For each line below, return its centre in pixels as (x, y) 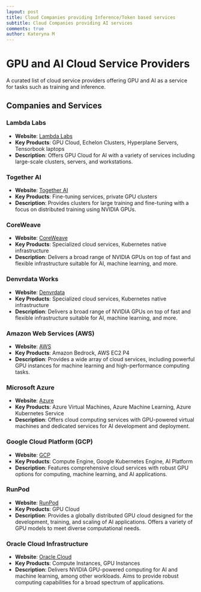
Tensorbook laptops (40, 148)
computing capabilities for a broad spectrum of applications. (90, 582)
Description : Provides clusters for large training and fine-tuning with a (102, 203)
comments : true (25, 29)
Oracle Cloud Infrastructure (47, 543)
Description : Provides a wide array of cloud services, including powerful (105, 359)
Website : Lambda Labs (44, 136)
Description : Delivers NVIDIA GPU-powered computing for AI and (96, 570)
